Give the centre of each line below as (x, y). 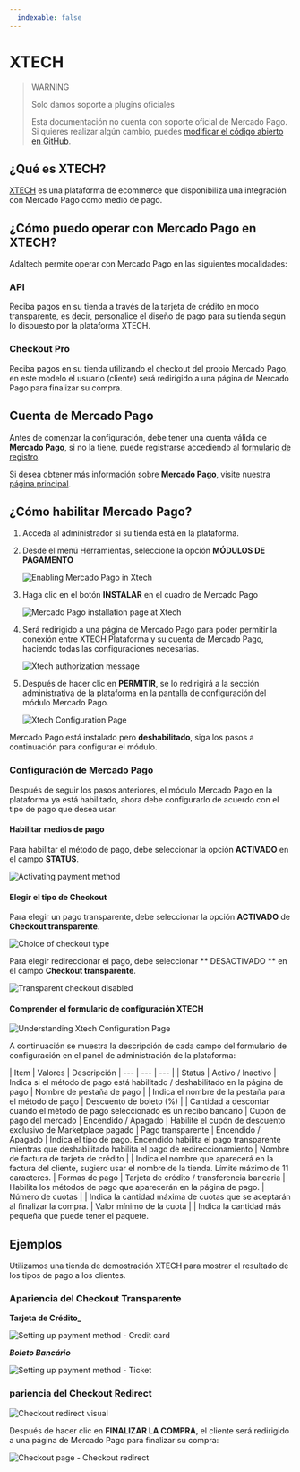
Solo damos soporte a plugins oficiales (103, 104)
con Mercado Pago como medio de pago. (86, 200)
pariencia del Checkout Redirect (81, 1394)
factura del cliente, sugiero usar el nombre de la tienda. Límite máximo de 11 (149, 1169)
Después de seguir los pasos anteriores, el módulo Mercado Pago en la (141, 790)
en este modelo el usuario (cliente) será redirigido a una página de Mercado (149, 378)
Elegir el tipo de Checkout (58, 897)
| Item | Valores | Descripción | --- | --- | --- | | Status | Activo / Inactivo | (143, 1073)
